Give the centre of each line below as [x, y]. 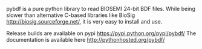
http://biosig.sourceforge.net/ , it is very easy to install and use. [84, 21]
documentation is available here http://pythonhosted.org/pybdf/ [86, 40]
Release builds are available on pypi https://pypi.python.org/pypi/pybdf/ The [101, 33]
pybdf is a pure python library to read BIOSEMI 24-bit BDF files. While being [101, 9]
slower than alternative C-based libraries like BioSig [70, 15]
